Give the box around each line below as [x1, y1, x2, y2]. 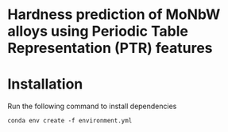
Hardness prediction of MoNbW [7, 6, 221, 24]
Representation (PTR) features [7, 40, 213, 57]
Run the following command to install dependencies [7, 101, 177, 111]
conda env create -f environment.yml [7, 117, 133, 125]
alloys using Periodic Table [7, 22, 188, 40]
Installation [7, 75, 83, 93]
